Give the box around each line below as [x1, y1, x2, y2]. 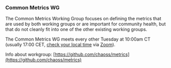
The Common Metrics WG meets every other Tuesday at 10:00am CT [5, 36, 151, 42]
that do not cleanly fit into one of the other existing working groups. [5, 26, 148, 32]
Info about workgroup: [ [5, 51, 55, 57]
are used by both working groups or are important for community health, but [5, 21, 166, 27]
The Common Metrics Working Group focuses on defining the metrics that [5, 16, 162, 22]
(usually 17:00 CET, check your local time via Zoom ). [5, 42, 116, 48]
